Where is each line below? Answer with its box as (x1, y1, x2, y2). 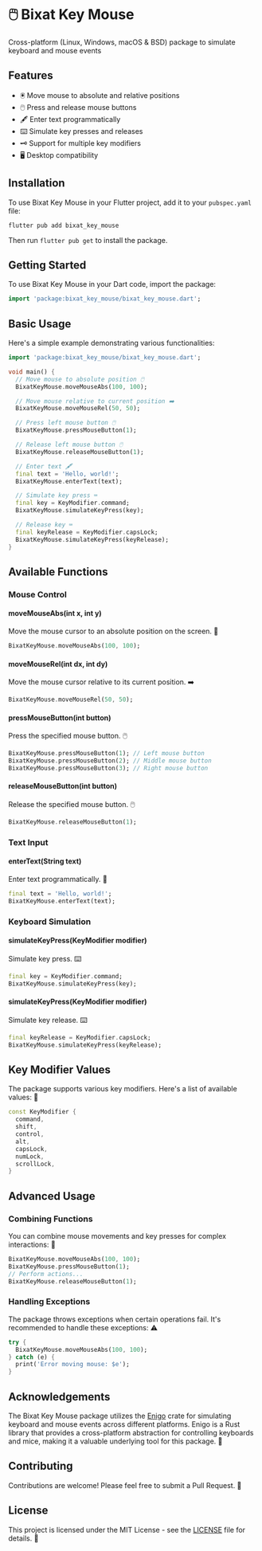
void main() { (8, 367, 56, 376)
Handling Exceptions (8, 1296, 91, 1307)
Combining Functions (8, 1213, 93, 1224)
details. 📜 (8, 1533, 39, 1543)
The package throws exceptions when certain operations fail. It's (8, 1314, 221, 1324)
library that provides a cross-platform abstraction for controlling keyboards (8, 1428, 254, 1437)
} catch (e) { (8, 1353, 56, 1361)
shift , (15, 1123, 37, 1131)
